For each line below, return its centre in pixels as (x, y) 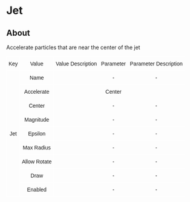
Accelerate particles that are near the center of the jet (73, 47)
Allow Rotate (37, 162)
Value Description (76, 64)
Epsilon (37, 134)
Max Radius (37, 148)
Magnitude (37, 119)
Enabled (37, 190)
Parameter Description (156, 64)
